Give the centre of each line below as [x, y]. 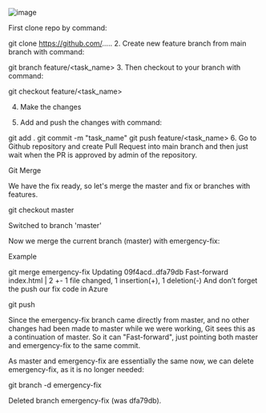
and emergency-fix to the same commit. [75, 345]
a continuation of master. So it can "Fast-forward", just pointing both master [133, 337]
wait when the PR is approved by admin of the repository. [103, 155]
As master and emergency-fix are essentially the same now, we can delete [131, 361]
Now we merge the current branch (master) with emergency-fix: [114, 241]
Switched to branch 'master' [55, 225]
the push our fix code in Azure [58, 289]
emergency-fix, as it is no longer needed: [76, 369]
